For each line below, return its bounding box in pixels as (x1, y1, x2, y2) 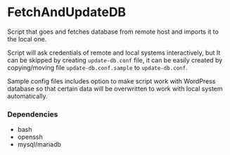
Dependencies (7, 109, 58, 119)
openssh (17, 133, 44, 141)
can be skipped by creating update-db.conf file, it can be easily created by (7, 55, 223, 64)
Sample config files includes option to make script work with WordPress (7, 76, 216, 85)
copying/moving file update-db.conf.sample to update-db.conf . (7, 63, 188, 72)
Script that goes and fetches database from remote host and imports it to (7, 27, 219, 36)
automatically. (7, 92, 48, 100)
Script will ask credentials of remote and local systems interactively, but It (7, 48, 221, 57)
